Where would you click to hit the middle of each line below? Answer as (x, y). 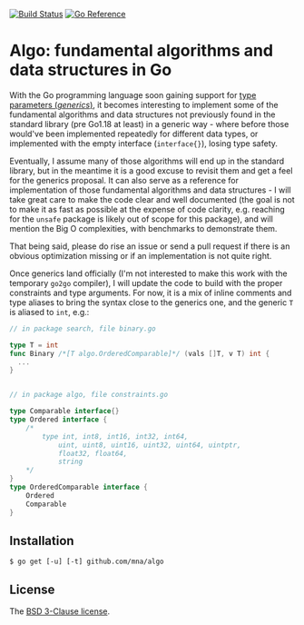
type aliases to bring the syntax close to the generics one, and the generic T (152, 302)
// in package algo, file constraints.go (89, 395)
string (70, 462)
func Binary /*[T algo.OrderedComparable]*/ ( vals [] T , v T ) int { (140, 353)
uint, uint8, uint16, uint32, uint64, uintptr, (150, 445)
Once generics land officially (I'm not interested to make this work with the (148, 273)
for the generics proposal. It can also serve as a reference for (124, 180)
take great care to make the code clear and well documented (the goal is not (152, 199)
